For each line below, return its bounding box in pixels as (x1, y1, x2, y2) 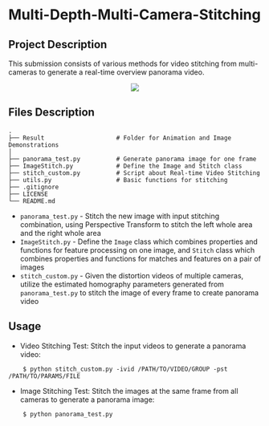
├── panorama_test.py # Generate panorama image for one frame (8, 155, 257, 163)
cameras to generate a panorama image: (19, 395, 155, 404)
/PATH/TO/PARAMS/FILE (8, 371, 81, 380)
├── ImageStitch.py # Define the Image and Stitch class (8, 162, 243, 170)
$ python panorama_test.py (22, 410, 113, 418)
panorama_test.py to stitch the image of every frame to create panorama (19, 287, 259, 298)
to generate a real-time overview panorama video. (39, 67, 205, 77)
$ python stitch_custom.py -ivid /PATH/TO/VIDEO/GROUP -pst (22, 365, 228, 373)
